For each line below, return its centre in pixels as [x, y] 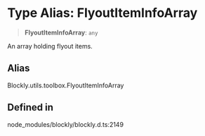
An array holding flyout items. [50, 46]
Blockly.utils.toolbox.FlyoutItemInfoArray [66, 85]
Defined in [31, 107]
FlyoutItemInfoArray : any [61, 32]
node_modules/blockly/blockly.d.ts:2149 [66, 124]
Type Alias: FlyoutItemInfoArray [102, 13]
